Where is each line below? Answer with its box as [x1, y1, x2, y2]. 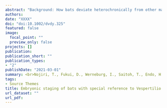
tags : [5, 77, 16, 82]
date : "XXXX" [5, 16, 32, 21]
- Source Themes [5, 81, 39, 86]
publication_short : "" [5, 53, 52, 59]
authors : [5, 12, 23, 17]
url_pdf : [5, 95, 23, 100]
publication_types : [5, 58, 46, 63]
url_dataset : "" [5, 91, 39, 96]
